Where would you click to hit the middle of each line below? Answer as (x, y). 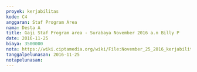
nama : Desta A (23, 28)
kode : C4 (17, 17)
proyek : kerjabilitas (33, 11)
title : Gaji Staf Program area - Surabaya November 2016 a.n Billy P (93, 33)
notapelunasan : (25, 60)
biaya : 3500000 (25, 44)
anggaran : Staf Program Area (42, 22)
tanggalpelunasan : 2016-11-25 (43, 55)
